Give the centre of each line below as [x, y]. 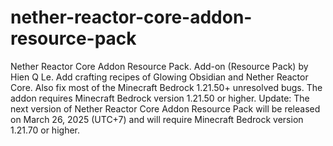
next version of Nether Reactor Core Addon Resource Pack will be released [165, 108]
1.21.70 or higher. [45, 130]
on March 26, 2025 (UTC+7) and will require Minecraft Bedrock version [157, 119]
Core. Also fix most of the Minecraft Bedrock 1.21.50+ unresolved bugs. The [166, 87]
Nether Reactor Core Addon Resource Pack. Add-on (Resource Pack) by [159, 66]
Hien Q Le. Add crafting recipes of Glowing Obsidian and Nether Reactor [159, 77]
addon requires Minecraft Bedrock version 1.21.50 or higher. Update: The [160, 98]
